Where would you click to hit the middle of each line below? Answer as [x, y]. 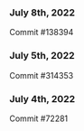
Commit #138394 [42, 33]
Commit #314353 [42, 75]
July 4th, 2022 [42, 98]
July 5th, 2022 [42, 56]
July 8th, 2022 [42, 13]
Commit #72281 [39, 118]
